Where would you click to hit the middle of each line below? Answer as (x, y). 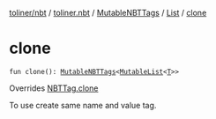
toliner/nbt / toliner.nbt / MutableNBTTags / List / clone (108, 13)
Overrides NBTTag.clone (54, 88)
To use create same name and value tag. (83, 105)
